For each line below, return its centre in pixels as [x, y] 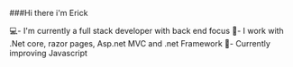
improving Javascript [49, 53]
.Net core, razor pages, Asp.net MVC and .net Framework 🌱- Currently [140, 43]
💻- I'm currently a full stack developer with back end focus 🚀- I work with [146, 31]
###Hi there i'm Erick [49, 13]
